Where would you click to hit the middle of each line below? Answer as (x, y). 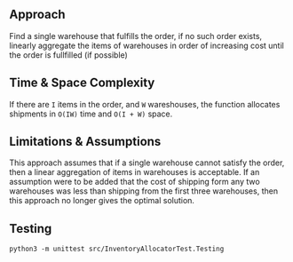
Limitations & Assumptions (85, 142)
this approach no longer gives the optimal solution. (102, 201)
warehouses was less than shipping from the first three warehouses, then (143, 191)
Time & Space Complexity (82, 83)
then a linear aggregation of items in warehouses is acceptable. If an (135, 172)
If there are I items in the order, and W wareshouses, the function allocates (145, 104)
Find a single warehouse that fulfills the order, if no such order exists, (136, 36)
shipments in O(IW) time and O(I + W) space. (91, 114)
